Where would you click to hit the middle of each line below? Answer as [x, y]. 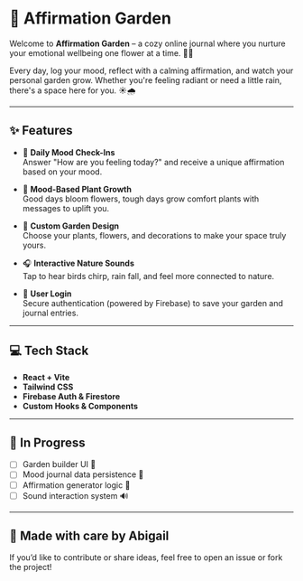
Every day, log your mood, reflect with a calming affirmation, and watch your [151, 70]
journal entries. [50, 313]
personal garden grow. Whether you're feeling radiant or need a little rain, [146, 80]
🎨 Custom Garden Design [71, 226]
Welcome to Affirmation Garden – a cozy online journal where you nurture [147, 43]
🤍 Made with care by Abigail [89, 535]
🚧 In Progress [47, 442]
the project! [31, 567]
